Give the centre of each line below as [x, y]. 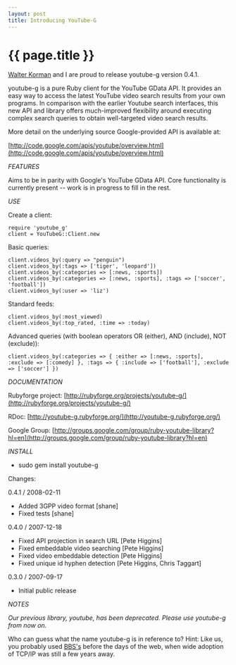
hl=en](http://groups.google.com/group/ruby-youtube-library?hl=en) [108, 438]
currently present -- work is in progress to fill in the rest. [89, 188]
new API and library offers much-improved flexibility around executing [110, 111]
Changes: [22, 479]
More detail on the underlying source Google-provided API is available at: [114, 132]
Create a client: [30, 215]
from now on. [27, 626]
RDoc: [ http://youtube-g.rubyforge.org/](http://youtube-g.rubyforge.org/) [114, 417]
